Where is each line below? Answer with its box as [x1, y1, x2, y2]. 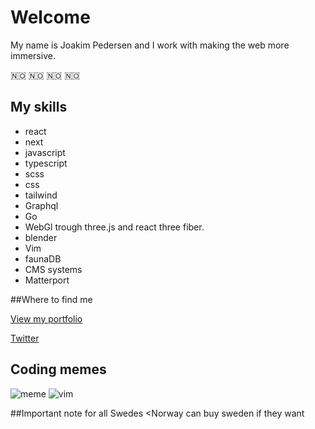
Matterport [24, 274, 70, 286]
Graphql [24, 199, 59, 211]
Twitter [10, 332, 40, 344]
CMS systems [24, 263, 83, 275]
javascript [24, 146, 66, 158]
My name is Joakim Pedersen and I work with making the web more [10, 39, 290, 51]
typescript [24, 157, 68, 169]
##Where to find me [10, 293, 93, 305]
